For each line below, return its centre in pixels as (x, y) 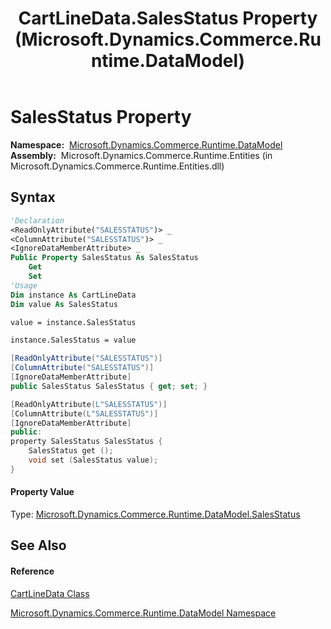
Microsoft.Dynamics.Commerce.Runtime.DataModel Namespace (143, 613)
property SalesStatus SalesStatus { (86, 442)
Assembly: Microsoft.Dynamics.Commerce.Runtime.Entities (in (141, 155)
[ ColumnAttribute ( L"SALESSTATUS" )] (84, 413)
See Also (38, 545)
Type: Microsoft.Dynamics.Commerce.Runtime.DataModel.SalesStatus (155, 514)
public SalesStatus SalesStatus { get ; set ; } (109, 386)
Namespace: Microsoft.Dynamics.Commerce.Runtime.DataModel (146, 144)
